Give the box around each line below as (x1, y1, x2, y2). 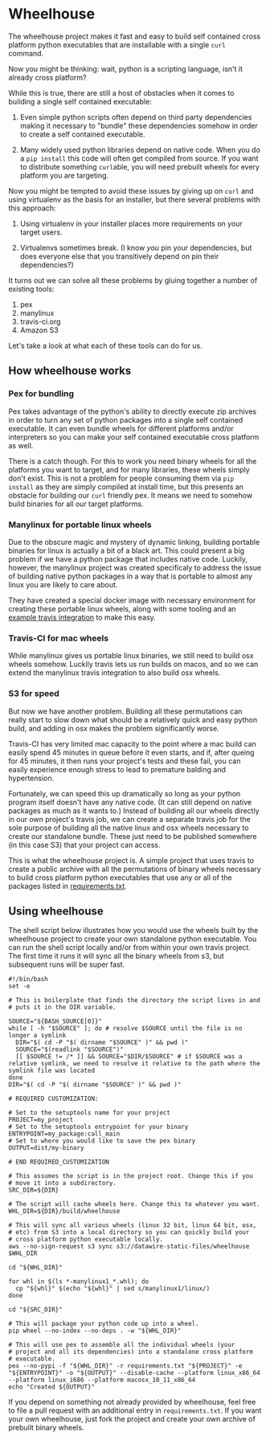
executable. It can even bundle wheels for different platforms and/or (8, 423, 235, 433)
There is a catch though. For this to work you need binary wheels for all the (8, 456, 257, 466)
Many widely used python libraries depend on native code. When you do (19, 145, 261, 154)
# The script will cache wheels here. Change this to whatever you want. (8, 1201, 261, 1209)
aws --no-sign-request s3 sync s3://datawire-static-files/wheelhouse (8, 1242, 250, 1250)
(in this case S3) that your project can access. (8, 840, 161, 849)
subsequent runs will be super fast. (8, 959, 125, 969)
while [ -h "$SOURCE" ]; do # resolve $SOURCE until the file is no (8, 1025, 243, 1033)
